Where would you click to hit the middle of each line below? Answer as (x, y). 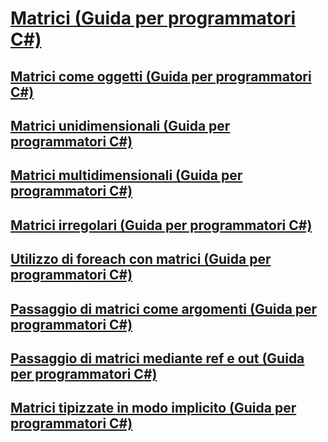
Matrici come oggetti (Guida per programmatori (161, 76)
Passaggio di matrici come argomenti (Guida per (164, 308)
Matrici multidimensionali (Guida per (126, 175)
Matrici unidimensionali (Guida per (120, 125)
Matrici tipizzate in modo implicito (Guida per (153, 408)
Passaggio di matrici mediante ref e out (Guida (157, 358)
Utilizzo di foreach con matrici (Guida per (141, 259)
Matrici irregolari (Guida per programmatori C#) (161, 225)
